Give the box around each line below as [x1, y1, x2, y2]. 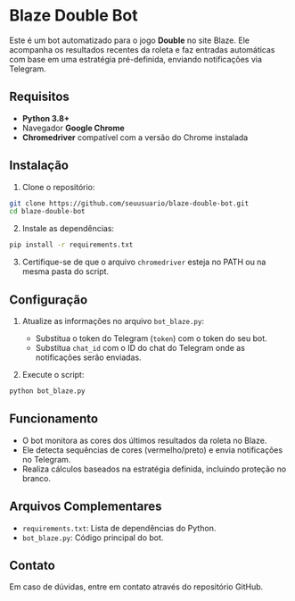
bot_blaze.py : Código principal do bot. [21, 532, 164, 543]
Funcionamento [9, 412, 99, 427]
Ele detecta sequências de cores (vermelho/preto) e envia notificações [21, 444, 283, 455]
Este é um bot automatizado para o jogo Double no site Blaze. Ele [9, 35, 250, 46]
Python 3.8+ [21, 113, 70, 123]
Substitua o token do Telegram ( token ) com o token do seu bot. [35, 333, 267, 344]
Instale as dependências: [21, 223, 114, 234]
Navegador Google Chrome [21, 122, 125, 133]
